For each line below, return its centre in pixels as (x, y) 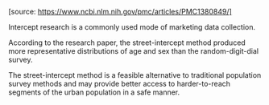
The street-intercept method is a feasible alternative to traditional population (135, 75)
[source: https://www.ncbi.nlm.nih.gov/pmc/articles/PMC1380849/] (120, 12)
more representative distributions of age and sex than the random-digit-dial (134, 51)
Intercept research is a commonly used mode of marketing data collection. (132, 27)
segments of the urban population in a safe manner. (94, 92)
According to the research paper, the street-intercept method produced (127, 42)
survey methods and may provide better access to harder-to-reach (120, 84)
